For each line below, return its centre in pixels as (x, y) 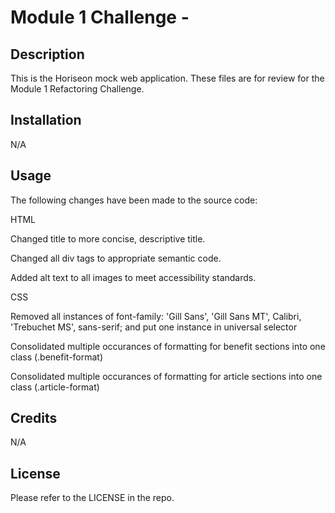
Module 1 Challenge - (100, 17)
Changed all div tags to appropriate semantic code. (116, 258)
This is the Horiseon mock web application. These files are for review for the (167, 78)
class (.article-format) (55, 387)
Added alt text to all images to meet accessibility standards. (133, 277)
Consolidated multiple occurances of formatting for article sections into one (166, 376)
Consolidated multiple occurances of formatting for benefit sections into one (168, 346)
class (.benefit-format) (57, 357)
